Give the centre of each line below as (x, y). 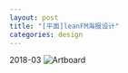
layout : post (34, 18)
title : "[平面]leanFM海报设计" (64, 26)
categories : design (46, 34)
